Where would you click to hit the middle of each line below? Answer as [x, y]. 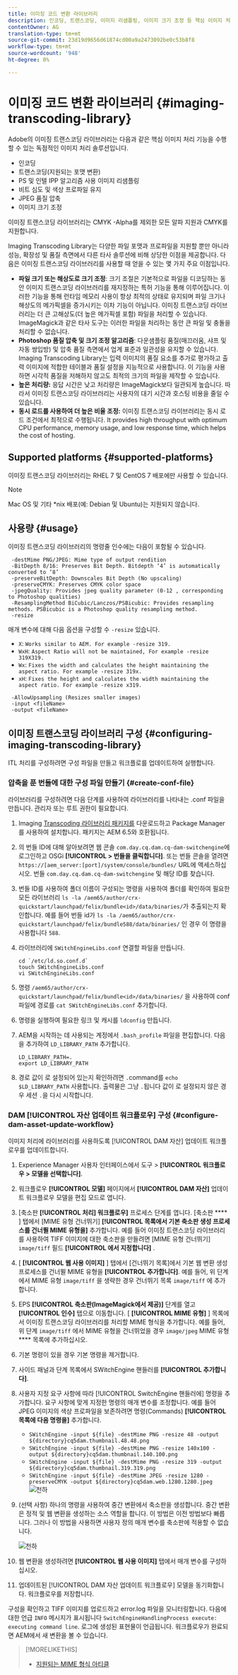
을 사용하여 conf [207, 996]
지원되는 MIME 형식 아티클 [72, 1664]
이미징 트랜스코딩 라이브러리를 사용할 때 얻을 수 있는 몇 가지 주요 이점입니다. [125, 263]
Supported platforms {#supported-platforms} [111, 457]
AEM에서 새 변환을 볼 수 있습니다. [61, 1635]
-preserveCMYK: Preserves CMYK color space [76, 585]
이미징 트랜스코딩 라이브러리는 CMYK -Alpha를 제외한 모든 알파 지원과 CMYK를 [118, 222]
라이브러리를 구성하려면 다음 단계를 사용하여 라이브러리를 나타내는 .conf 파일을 [117, 799]
